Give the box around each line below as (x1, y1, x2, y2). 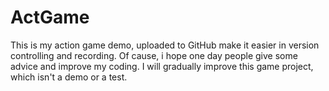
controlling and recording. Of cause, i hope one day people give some (10, 49, 298, 61)
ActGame (10, 6, 90, 29)
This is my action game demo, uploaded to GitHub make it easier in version (10, 39, 320, 51)
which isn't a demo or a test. (10, 71, 128, 83)
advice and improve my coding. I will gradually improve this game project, (10, 60, 314, 72)
